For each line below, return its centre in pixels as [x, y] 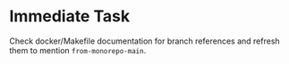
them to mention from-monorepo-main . [78, 50]
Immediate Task [70, 16]
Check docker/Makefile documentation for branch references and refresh [144, 41]
